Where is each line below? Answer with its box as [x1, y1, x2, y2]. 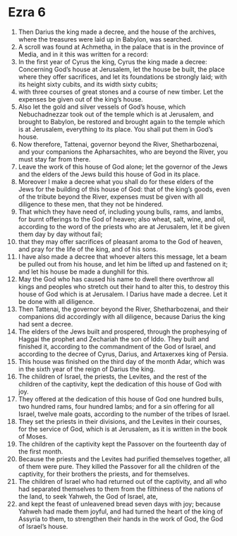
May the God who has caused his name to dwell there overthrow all [18, 274, 214, 283]
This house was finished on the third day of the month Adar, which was [18, 357, 225, 365]
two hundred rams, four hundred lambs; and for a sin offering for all [18, 402, 214, 410]
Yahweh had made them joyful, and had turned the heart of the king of [18, 507, 224, 516]
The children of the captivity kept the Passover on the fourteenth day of [18, 439, 227, 448]
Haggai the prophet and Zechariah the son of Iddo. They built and [18, 334, 209, 343]
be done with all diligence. [18, 297, 95, 305]
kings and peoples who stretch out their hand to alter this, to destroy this [18, 282, 230, 291]
